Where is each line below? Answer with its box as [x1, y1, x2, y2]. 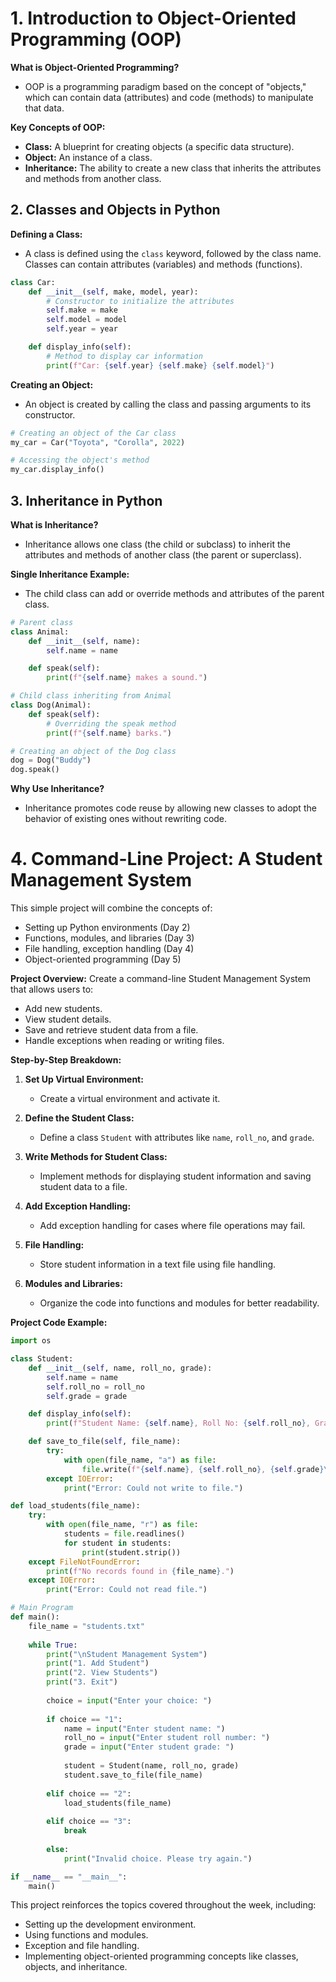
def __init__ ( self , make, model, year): [28, 287, 199, 297]
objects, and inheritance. [24, 1961, 128, 1973]
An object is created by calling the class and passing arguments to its [24, 398, 312, 410]
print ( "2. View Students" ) [46, 1668, 159, 1678]
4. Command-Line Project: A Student [10, 848, 323, 871]
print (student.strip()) [81, 1547, 182, 1557]
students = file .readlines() [63, 1529, 186, 1539]
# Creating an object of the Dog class [10, 746, 177, 756]
